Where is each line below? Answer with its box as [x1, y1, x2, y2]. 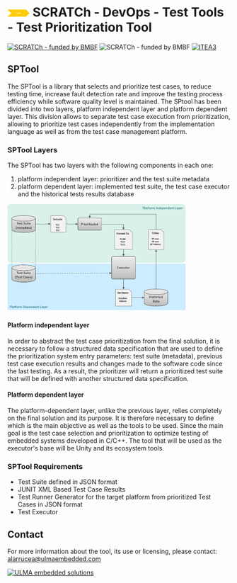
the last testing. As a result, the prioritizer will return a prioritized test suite [7, 366, 224, 375]
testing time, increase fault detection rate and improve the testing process [7, 89, 223, 98]
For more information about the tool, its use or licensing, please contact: [7, 547, 218, 555]
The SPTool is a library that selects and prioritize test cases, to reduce [7, 82, 212, 91]
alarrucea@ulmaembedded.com [7, 554, 101, 563]
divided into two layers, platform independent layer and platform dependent [7, 104, 228, 113]
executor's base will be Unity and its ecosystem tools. [7, 443, 165, 452]
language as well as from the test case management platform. [7, 127, 187, 135]
